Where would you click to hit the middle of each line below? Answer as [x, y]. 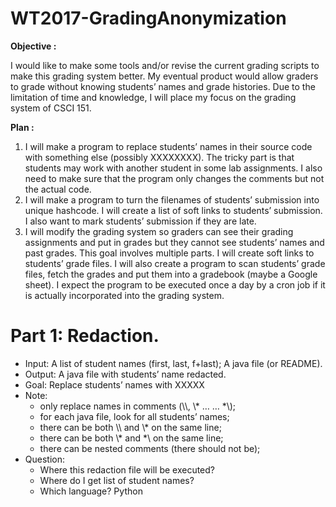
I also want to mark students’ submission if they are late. [140, 221]
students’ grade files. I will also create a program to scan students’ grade [175, 263]
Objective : [33, 46]
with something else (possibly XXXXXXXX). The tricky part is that [159, 157]
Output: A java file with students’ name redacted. [125, 374]
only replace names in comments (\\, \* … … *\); [138, 406]
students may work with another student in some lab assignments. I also [173, 168]
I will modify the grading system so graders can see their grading [159, 231]
